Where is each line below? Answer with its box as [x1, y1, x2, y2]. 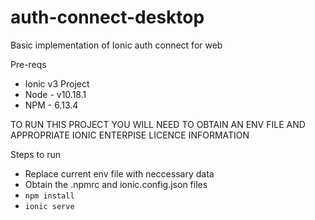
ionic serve [24, 201, 75, 211]
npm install [24, 191, 75, 201]
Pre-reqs [10, 58, 47, 70]
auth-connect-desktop [10, 6, 205, 29]
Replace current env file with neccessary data [24, 167, 215, 180]
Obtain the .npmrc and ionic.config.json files [24, 178, 208, 190]
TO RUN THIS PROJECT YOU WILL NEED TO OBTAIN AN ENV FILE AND [10, 118, 306, 130]
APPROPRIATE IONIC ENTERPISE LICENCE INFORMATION [10, 129, 250, 141]
